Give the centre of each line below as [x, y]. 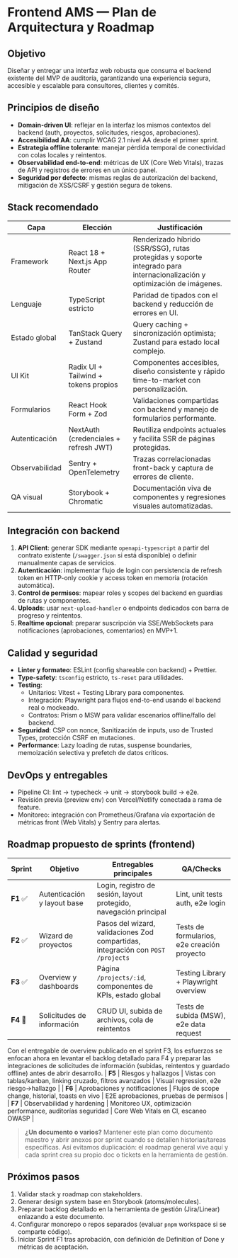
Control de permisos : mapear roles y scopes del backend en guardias [120, 593]
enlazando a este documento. [61, 1216]
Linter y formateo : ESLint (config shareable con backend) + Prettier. [117, 670]
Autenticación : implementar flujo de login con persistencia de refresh [119, 570]
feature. [29, 807]
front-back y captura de [173, 467]
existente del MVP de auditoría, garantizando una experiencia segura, [109, 78]
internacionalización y [169, 275]
